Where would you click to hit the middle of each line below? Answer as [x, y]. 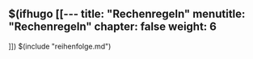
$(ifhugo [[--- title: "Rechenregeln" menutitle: [127, 14]
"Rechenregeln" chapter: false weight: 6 [112, 27]
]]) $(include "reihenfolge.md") [60, 46]
